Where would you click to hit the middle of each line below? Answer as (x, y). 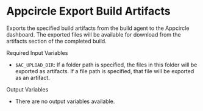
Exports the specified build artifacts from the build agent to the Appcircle (98, 28)
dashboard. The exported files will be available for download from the (94, 34)
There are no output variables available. (65, 101)
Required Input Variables (37, 52)
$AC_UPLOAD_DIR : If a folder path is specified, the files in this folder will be (106, 65)
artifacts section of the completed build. (56, 41)
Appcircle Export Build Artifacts (88, 11)
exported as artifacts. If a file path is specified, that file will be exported (105, 71)
